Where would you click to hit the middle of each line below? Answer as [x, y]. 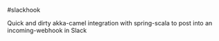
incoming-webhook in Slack [47, 30]
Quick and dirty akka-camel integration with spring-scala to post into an [110, 23]
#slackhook [24, 10]
